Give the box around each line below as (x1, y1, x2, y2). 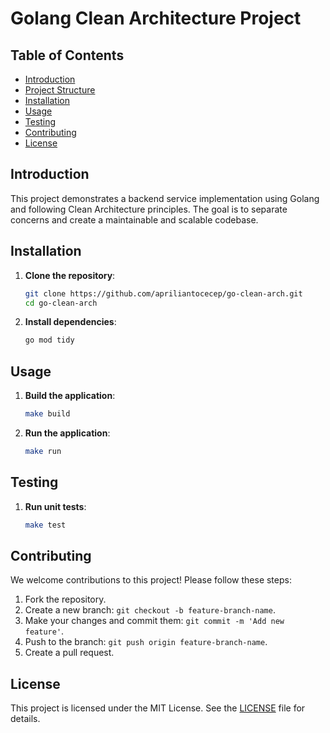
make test (24, 520, 67, 530)
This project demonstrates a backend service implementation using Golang (10, 192, 320, 204)
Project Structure (24, 84, 96, 96)
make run (24, 446, 62, 456)
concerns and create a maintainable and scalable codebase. (10, 213, 259, 226)
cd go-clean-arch (24, 298, 98, 308)
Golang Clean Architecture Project (10, 7, 302, 30)
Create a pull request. (24, 647, 115, 659)
